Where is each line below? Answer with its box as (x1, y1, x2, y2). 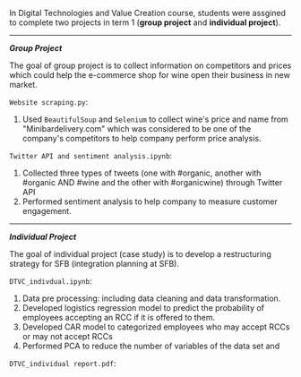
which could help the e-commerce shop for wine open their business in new (9, 70, 291, 80)
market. (9, 80, 38, 90)
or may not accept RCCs (21, 331, 114, 341)
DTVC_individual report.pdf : (9, 358, 116, 368)
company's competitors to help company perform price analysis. (21, 133, 262, 143)
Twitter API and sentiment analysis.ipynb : (9, 150, 173, 160)
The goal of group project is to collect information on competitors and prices (9, 60, 292, 71)
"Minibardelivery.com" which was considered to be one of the (21, 124, 252, 133)
